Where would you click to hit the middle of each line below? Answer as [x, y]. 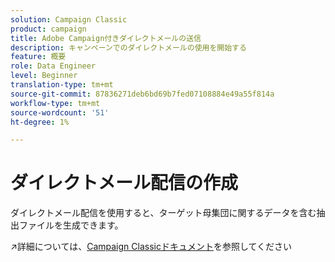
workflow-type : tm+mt [55, 103]
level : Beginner [44, 76]
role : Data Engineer [53, 66]
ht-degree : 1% [40, 122]
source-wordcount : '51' [60, 112]
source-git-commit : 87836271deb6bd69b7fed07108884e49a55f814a [142, 94]
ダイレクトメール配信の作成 [124, 183]
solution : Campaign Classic [69, 19]
